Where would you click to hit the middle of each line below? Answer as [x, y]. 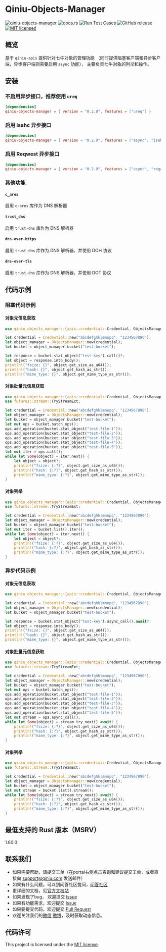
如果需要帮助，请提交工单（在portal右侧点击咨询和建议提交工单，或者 [83, 872]
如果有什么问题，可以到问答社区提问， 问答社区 [60, 884]
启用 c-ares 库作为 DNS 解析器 [36, 206]
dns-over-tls [19, 262]
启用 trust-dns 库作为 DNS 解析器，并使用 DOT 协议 [58, 273]
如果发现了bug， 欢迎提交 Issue [45, 897]
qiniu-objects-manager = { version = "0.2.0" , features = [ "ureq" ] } [78, 112]
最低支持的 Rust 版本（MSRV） [53, 830]
